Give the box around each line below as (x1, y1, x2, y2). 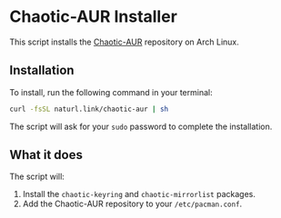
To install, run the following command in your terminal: (9, 86, 213, 97)
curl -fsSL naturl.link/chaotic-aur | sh (9, 104, 169, 114)
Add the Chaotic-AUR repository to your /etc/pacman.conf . (22, 198, 243, 210)
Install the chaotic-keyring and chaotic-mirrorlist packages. (22, 189, 256, 200)
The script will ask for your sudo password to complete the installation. (9, 121, 273, 132)
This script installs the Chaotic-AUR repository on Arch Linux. (9, 36, 239, 47)
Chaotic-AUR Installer (9, 6, 177, 27)
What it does (9, 147, 84, 163)
